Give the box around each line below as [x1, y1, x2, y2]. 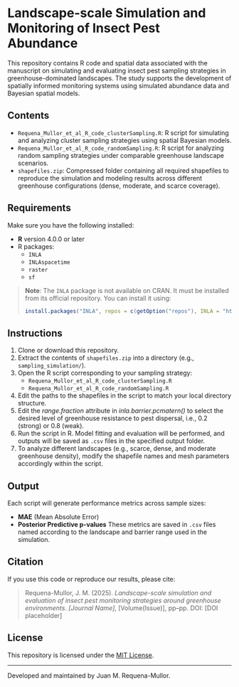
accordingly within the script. [17, 459, 103, 468]
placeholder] [24, 611, 63, 619]
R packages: [17, 242, 55, 250]
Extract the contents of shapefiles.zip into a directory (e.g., [17, 353, 194, 362]
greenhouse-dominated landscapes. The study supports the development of [7, 73, 232, 82]
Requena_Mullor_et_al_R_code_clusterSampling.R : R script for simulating [17, 128, 229, 137]
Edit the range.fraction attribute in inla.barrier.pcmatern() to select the [17, 407, 224, 415]
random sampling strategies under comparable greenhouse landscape [17, 151, 224, 159]
